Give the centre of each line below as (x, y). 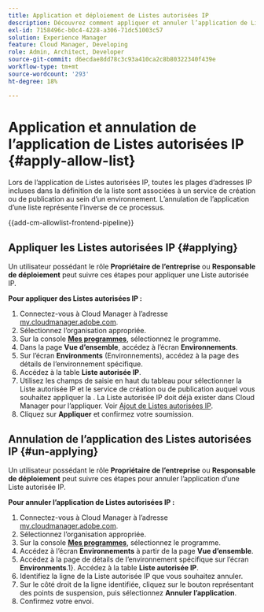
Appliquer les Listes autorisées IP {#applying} (123, 248)
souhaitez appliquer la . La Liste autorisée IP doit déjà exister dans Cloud (137, 398)
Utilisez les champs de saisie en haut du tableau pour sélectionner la (130, 381)
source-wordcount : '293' (49, 74)
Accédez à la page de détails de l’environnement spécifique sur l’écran (134, 559)
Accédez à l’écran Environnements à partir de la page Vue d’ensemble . (136, 551)
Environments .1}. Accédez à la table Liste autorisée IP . (109, 568)
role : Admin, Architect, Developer (66, 52)
